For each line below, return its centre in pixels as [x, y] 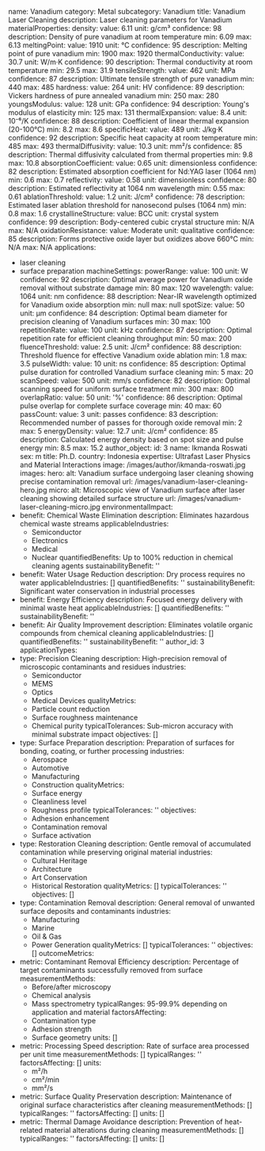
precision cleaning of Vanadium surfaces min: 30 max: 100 [115, 321]
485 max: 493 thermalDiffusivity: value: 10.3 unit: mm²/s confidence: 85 [125, 146]
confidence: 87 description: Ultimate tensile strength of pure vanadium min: [131, 79]
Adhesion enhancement [70, 818]
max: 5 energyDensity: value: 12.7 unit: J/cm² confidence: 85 [119, 431]
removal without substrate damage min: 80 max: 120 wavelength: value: [137, 288]
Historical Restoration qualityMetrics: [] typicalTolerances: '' [129, 886]
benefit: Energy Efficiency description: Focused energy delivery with [131, 599]
